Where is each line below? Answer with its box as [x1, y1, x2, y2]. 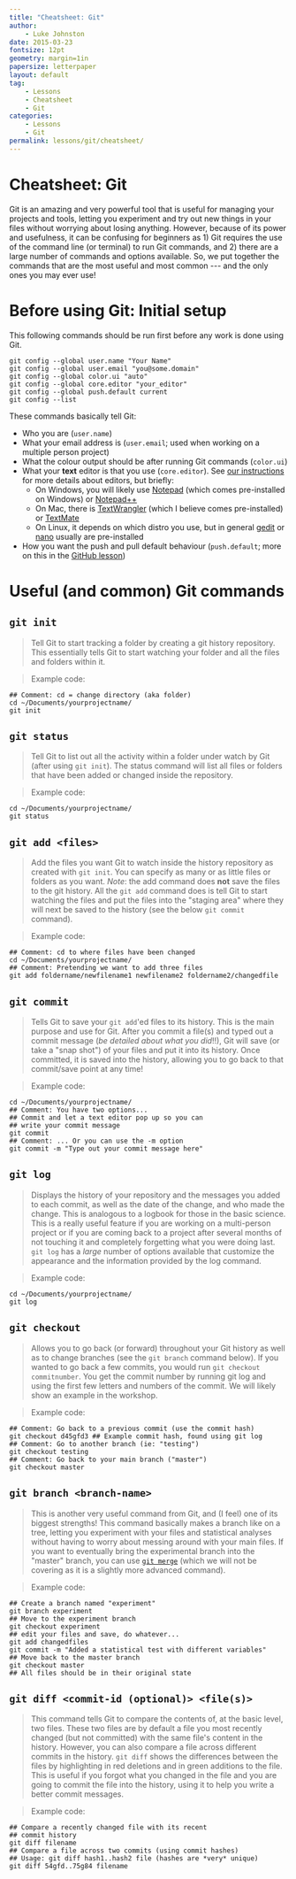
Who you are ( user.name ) [21, 427, 113, 438]
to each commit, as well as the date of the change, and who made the [30, 1198, 285, 1209]
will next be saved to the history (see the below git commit [30, 905, 245, 915]
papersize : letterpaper [9, 63, 97, 72]
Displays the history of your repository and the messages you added [30, 1190, 281, 1200]
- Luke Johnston [25, 29, 86, 38]
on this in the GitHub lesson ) [21, 550, 126, 560]
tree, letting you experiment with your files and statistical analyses [30, 1527, 272, 1537]
